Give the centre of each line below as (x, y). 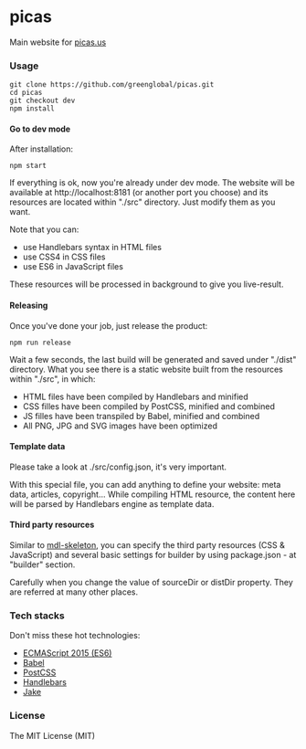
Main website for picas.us (58, 42)
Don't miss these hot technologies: (75, 636)
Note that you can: (44, 229)
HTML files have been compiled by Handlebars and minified (135, 396)
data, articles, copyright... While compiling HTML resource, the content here (153, 494)
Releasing (29, 306)
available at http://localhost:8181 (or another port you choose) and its (139, 193)
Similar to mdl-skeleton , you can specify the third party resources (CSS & (147, 545)
